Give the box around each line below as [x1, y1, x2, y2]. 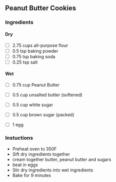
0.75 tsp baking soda [12, 53, 56, 59]
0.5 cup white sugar [12, 102, 54, 108]
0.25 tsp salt [12, 59, 38, 65]
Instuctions [5, 134, 33, 141]
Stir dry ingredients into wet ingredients [12, 167, 93, 173]
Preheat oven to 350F [12, 146, 57, 152]
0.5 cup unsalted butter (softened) [12, 92, 83, 98]
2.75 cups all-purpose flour [12, 42, 68, 48]
